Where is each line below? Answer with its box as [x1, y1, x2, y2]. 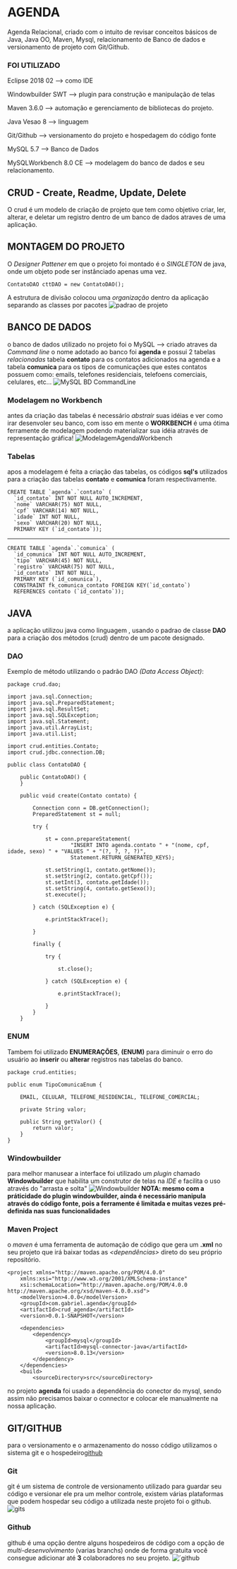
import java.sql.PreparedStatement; [7, 699, 115, 707]
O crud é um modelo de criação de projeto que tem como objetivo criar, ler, [7, 206, 226, 214]
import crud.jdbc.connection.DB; [7, 749, 106, 757]
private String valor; [20, 1106, 87, 1113]
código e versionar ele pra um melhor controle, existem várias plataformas [7, 1490, 224, 1498]
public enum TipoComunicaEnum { [7, 1081, 102, 1088]
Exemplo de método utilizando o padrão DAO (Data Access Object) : [7, 667, 205, 676]
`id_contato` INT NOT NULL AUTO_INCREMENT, [13, 495, 143, 502]
